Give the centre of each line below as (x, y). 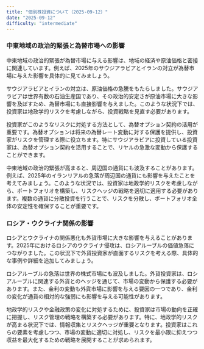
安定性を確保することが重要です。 (59, 206)
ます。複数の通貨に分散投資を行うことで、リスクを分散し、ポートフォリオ (99, 198)
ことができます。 (27, 155)
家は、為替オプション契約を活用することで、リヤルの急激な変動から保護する (102, 147)
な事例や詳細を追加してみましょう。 (51, 261)
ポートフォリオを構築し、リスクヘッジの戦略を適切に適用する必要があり (107, 190)
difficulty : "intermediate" (42, 23)
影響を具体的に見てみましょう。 (73, 75)
